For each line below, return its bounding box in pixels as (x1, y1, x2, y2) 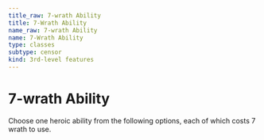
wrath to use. (8, 124, 52, 134)
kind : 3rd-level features (8, 56, 94, 64)
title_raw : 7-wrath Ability (8, 11, 102, 20)
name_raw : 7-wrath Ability (8, 26, 98, 34)
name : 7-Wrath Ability (8, 33, 83, 42)
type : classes (8, 41, 56, 49)
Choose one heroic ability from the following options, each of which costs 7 (8, 115, 256, 125)
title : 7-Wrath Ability (8, 19, 87, 27)
